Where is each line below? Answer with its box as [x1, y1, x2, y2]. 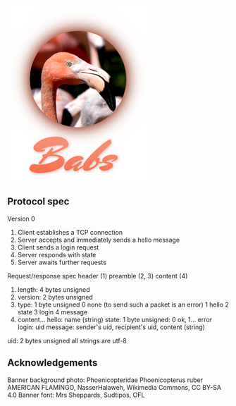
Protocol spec [7, 196, 70, 208]
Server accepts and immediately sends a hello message [17, 235, 180, 244]
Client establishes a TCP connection [17, 228, 123, 236]
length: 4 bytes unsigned [17, 285, 90, 294]
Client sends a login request [17, 242, 99, 252]
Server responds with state [17, 250, 97, 259]
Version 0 [7, 214, 35, 223]
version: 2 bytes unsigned [17, 293, 93, 301]
